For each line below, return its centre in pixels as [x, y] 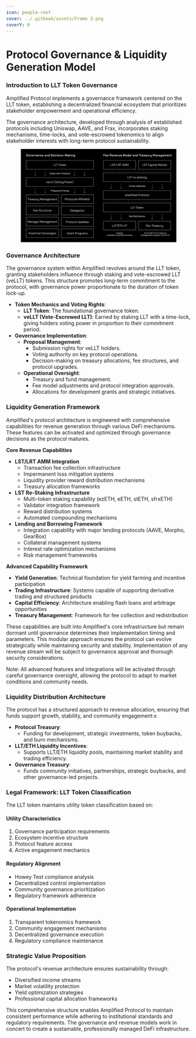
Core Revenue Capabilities [39, 450]
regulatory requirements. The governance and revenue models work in [92, 1023]
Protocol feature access [43, 844]
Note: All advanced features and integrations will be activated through [91, 669]
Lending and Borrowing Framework [58, 524]
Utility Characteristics [33, 818]
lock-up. [16, 293]
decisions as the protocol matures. [48, 439]
